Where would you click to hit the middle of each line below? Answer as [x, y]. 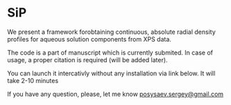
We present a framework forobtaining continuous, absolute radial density [112, 32]
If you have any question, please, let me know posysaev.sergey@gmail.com [115, 94]
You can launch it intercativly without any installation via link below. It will [111, 73]
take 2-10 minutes [33, 80]
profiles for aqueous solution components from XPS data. [89, 39]
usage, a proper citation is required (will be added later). [87, 59]
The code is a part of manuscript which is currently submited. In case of [110, 52]
